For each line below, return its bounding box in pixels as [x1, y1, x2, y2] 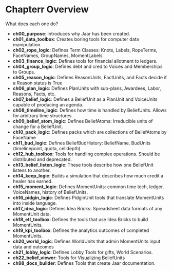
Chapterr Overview [5, 4, 89, 15]
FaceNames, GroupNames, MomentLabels [12, 52, 103, 59]
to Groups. [12, 68, 35, 75]
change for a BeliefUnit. [12, 123, 63, 130]
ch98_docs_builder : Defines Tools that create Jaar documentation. [12, 260, 156, 266]
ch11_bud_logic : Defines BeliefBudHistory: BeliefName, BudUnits [12, 140, 151, 146]
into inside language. [12, 200, 58, 206]
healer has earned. [12, 178, 53, 184]
